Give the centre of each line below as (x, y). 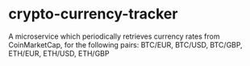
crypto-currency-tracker (93, 14)
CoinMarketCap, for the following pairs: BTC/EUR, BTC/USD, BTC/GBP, (126, 44)
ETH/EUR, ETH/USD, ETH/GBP (59, 53)
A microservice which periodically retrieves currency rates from (114, 36)
